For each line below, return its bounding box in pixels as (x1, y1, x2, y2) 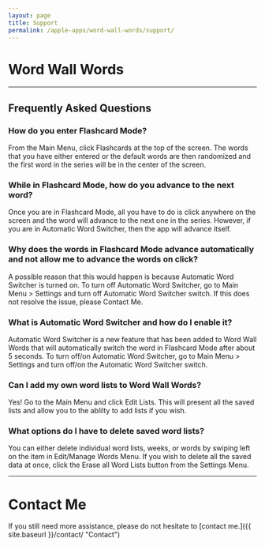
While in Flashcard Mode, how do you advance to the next (8, 179, 234, 190)
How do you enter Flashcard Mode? (8, 125, 147, 136)
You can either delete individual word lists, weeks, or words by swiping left (8, 443, 251, 453)
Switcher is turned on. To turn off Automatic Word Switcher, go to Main (8, 280, 239, 289)
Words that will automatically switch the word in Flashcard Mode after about (8, 343, 256, 352)
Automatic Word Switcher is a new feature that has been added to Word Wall (8, 334, 257, 344)
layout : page (8, 11, 51, 20)
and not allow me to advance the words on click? (8, 254, 199, 265)
